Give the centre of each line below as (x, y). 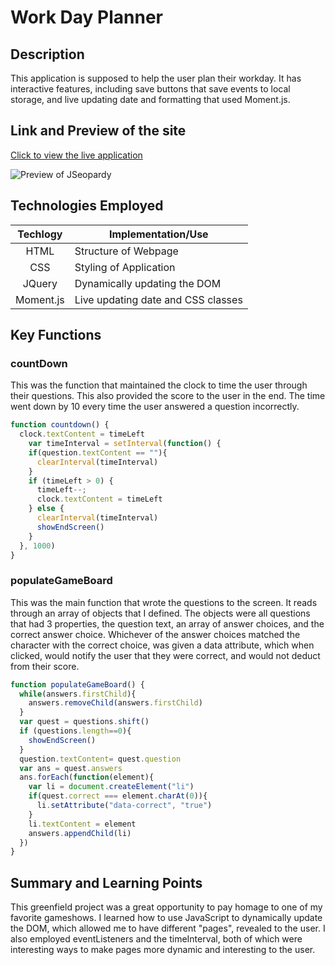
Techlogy (40, 234)
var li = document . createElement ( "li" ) (111, 787)
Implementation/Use (158, 234)
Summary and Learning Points (106, 882)
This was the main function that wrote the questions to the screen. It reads (164, 602)
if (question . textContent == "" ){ (98, 452)
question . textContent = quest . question (100, 759)
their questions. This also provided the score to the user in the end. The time (168, 396)
